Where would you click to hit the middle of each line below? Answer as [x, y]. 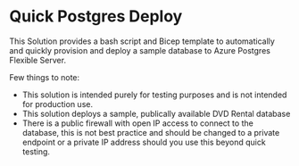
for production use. [58, 104]
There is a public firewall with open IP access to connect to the [138, 123]
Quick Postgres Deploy [96, 17]
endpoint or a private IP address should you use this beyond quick [144, 142]
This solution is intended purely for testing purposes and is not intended [154, 95]
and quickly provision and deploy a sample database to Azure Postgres [140, 50]
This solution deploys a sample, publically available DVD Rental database [156, 113]
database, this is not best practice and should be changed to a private [151, 132]
